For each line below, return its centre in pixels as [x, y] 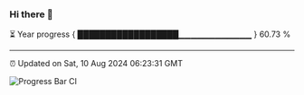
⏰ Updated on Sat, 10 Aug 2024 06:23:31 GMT [96, 64]
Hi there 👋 [32, 14]
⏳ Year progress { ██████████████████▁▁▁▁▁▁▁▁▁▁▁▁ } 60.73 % [150, 34]
